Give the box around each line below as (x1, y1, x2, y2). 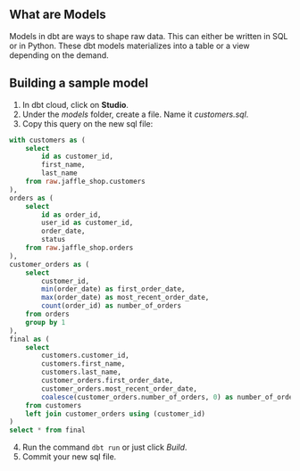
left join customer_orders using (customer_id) (25, 409, 205, 418)
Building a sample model (9, 76, 149, 91)
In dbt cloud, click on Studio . (21, 99, 129, 110)
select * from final (9, 426, 87, 435)
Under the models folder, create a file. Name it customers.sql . (21, 109, 249, 120)
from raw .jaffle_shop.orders (25, 244, 134, 252)
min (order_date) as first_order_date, (41, 285, 186, 293)
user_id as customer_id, (41, 219, 134, 227)
